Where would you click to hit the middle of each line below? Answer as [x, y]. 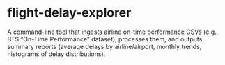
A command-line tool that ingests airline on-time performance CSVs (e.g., [113, 32]
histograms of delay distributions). [56, 54]
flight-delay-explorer [69, 13]
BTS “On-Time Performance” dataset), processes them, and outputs [105, 39]
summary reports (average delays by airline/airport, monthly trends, [104, 46]
